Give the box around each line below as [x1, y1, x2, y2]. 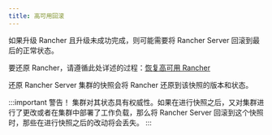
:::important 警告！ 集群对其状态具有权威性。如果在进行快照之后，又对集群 [8, 97, 257, 107]
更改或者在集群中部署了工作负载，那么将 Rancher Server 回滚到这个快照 [22, 107, 264, 117]
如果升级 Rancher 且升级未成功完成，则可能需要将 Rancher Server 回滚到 [8, 35, 253, 45]
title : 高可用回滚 [8, 11, 65, 20]
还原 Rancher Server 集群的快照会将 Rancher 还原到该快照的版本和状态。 [8, 80, 253, 89]
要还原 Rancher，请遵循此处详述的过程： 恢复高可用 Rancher [8, 63, 211, 72]
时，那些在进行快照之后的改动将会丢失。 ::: [8, 117, 153, 127]
